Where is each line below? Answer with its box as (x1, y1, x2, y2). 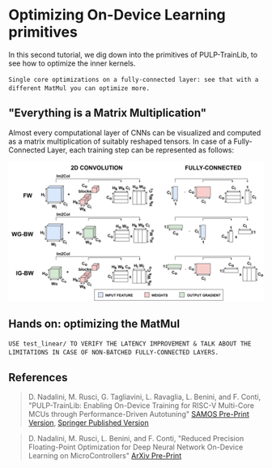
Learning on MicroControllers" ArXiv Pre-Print (28, 451, 182, 460)
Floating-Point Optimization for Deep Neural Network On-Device (28, 442, 244, 452)
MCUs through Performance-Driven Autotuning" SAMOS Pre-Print (28, 410, 249, 419)
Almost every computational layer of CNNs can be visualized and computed (8, 127, 261, 137)
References (8, 371, 68, 384)
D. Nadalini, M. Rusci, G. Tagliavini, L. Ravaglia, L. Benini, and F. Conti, (28, 392, 261, 401)
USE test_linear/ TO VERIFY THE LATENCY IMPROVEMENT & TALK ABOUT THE (8, 340, 252, 348)
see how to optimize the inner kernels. (8, 58, 136, 68)
